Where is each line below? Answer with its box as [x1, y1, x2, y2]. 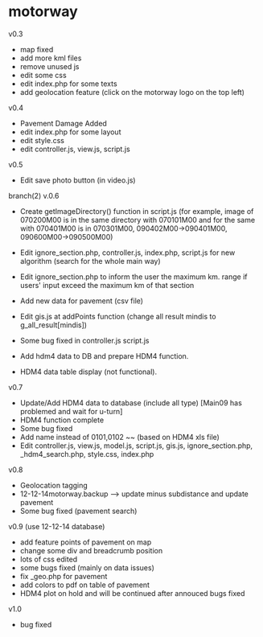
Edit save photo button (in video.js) [19, 175, 136, 185]
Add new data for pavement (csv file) [19, 296, 143, 306]
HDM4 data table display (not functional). [19, 367, 158, 376]
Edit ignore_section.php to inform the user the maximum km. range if [19, 272, 248, 282]
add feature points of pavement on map [19, 537, 152, 547]
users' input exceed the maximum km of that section [19, 280, 195, 290]
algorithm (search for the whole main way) [19, 256, 161, 265]
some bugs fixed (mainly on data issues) [19, 562, 155, 573]
